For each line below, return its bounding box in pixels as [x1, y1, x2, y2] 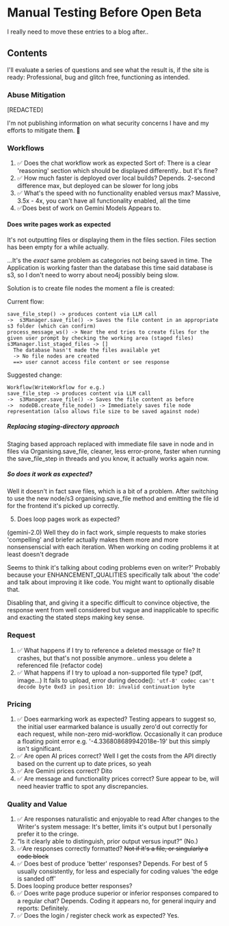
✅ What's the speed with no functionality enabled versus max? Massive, [16, 189, 221, 197]
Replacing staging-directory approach [7, 422, 120, 430]
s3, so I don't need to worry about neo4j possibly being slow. [7, 270, 179, 279]
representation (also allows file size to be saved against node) [7, 408, 200, 415]
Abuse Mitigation [7, 90, 66, 100]
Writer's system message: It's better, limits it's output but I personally [16, 822, 212, 831]
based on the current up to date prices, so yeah [16, 760, 152, 768]
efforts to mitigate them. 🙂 [7, 126, 81, 135]
